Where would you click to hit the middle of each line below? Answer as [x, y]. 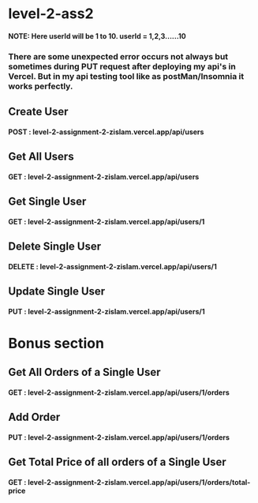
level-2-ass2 [51, 14]
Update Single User [57, 292]
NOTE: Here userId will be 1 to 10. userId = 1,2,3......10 [97, 36]
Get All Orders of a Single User [84, 372]
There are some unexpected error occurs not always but [118, 56]
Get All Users [41, 157]
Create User [38, 112]
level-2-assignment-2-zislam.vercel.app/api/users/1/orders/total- [139, 482]
